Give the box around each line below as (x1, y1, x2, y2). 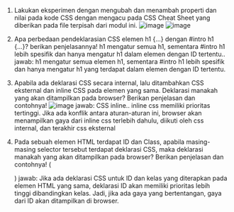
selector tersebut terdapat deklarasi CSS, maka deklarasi (37, 145, 204, 153)
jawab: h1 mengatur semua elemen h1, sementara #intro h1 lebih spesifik (13, 57, 225, 66)
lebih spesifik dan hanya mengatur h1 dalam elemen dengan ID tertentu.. (13, 50, 225, 58)
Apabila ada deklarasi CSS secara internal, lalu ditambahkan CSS (13, 79, 204, 87)
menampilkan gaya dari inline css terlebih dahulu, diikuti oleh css (13, 116, 204, 125)
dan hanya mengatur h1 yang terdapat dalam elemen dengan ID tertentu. (13, 65, 225, 73)
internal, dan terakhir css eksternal (13, 124, 116, 132)
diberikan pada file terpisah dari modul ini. (13, 21, 138, 29)
